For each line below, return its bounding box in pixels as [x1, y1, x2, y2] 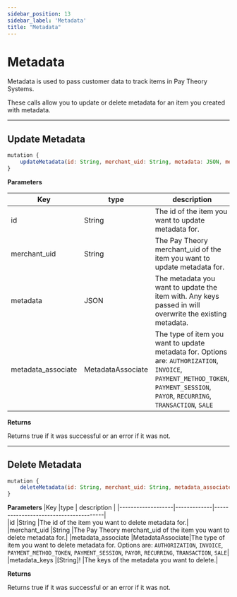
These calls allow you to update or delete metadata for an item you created [7, 98, 226, 107]
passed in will [154, 300, 200, 309]
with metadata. [7, 106, 51, 114]
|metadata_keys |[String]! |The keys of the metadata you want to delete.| [7, 556, 219, 565]
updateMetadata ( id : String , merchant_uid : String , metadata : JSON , [20, 158, 222, 165]
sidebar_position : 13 [7, 10, 71, 18]
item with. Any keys [154, 291, 220, 301]
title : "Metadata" [7, 23, 61, 30]
